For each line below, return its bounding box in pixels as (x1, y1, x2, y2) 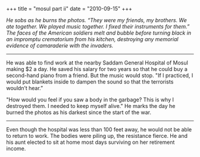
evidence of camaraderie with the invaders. (6, 42, 114, 49)
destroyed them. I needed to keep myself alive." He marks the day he (6, 103, 176, 109)
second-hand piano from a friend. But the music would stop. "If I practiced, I (6, 72, 193, 79)
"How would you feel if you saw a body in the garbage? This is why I (6, 96, 174, 103)
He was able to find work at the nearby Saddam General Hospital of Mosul (6, 59, 189, 66)
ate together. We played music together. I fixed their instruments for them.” (6, 23, 190, 30)
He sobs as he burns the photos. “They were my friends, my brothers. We (6, 17, 187, 23)
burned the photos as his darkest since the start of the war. (6, 109, 152, 116)
